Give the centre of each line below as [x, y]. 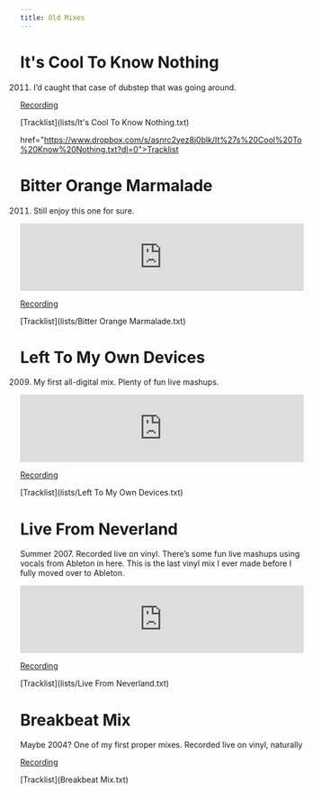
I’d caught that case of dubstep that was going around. [135, 87]
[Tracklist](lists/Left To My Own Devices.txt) [102, 493]
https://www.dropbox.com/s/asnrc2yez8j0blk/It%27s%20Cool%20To [173, 140]
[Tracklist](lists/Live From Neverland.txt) [95, 684]
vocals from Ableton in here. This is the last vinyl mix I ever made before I [156, 563]
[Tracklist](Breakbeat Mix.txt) [75, 779]
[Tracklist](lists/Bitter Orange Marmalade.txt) [103, 321]
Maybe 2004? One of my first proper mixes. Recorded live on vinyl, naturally [161, 745]
